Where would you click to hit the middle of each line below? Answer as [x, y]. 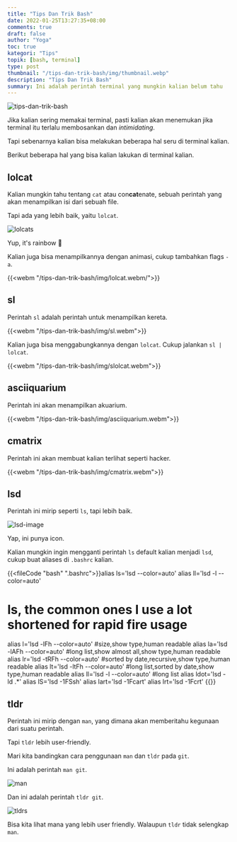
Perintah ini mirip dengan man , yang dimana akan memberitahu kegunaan [113, 721]
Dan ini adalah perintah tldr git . [56, 797]
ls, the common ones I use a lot [100, 610]
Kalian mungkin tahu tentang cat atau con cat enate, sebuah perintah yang [115, 195]
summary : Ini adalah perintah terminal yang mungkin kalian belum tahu [115, 86]
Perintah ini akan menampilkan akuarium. [67, 405]
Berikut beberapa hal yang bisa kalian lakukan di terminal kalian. [101, 155]
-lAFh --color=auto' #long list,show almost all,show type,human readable [114, 652]
